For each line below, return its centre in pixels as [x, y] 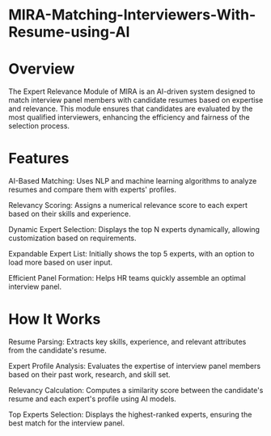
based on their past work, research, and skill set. [90, 375]
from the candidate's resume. [57, 350]
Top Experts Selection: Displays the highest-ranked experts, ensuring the [130, 415]
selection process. [39, 126]
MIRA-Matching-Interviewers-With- [132, 15]
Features [39, 159]
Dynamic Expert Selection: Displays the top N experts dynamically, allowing [134, 230]
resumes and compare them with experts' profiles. [92, 190]
